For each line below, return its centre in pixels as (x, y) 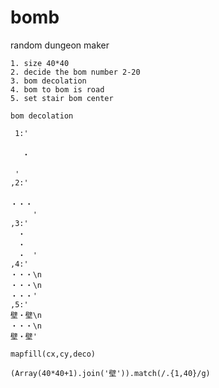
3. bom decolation (48, 81)
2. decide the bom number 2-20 (75, 72)
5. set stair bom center (62, 98)
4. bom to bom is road (57, 89)
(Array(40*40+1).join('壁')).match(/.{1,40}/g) (110, 373)
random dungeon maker (60, 45)
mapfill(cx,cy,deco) (53, 354)
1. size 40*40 (40, 63)
